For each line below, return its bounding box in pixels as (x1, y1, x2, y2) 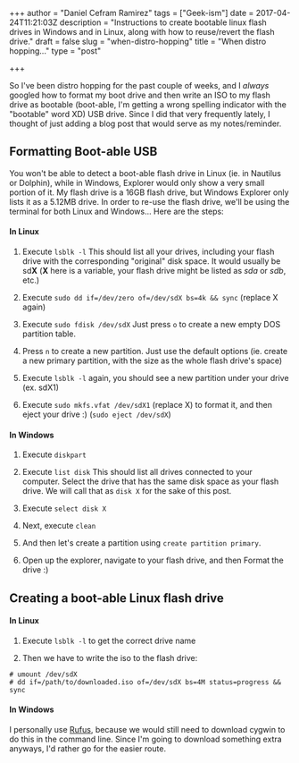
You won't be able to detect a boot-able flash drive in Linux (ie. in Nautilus (9, 167, 281, 178)
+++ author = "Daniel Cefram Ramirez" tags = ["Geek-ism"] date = (9, 8, 254, 18)
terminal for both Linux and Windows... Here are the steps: (9, 206, 225, 216)
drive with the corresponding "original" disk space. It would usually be (21, 256, 281, 267)
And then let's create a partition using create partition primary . (21, 538, 262, 548)
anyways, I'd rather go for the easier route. (9, 743, 167, 754)
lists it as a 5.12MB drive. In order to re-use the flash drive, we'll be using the (9, 196, 290, 207)
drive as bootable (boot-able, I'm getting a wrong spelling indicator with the (9, 99, 287, 110)
